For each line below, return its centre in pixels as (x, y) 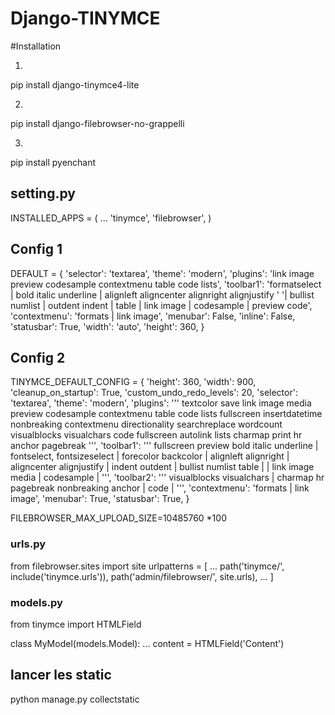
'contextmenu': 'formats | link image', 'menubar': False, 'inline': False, (153, 316)
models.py (36, 602)
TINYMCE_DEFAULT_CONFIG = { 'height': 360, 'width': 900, (133, 382)
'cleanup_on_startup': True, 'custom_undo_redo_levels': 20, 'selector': (154, 393)
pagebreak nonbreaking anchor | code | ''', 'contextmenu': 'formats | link (160, 488)
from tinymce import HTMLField (76, 624)
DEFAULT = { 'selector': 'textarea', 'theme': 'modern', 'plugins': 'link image (162, 273)
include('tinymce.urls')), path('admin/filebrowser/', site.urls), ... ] (142, 576)
